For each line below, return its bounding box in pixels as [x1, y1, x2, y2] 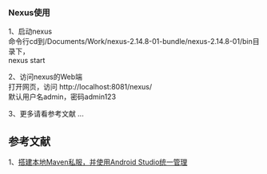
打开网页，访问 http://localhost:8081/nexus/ [8, 82, 153, 92]
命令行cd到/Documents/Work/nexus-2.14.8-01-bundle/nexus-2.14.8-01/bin [8, 37, 253, 46]
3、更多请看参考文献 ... [8, 109, 84, 119]
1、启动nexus [8, 26, 53, 37]
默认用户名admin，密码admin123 [8, 92, 117, 101]
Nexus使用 [8, 6, 50, 18]
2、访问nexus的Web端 [8, 72, 82, 81]
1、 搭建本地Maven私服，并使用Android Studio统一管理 [8, 157, 188, 167]
